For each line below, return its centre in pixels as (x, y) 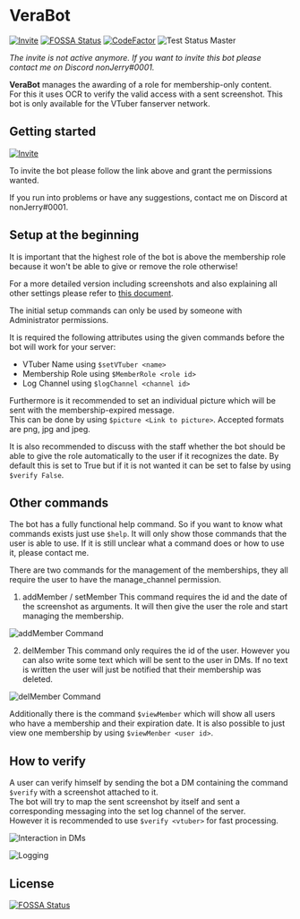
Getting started (53, 132)
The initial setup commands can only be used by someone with (126, 311)
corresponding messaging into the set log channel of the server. (128, 812)
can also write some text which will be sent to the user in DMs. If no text (155, 660)
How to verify (48, 761)
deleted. (38, 679)
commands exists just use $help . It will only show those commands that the (148, 534)
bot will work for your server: (63, 346)
